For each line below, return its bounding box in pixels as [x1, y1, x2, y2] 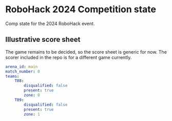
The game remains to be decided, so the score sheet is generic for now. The [5, 49, 167, 55]
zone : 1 [24, 111, 40, 117]
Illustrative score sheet [5, 35, 81, 44]
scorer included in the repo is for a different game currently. [5, 54, 132, 60]
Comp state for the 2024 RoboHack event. [5, 20, 95, 27]
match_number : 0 [5, 69, 40, 74]
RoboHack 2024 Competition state [5, 4, 157, 15]
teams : [5, 74, 20, 79]
